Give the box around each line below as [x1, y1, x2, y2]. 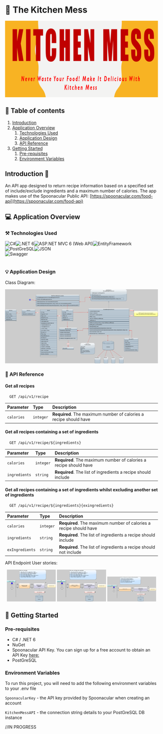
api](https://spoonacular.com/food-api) [5, 198, 83, 204]
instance [5, 715, 22, 720]
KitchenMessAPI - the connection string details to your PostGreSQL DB [5, 710, 145, 716]
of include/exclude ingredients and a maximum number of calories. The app [5, 188, 157, 194]
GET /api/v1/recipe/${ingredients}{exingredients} [9, 503, 114, 508]
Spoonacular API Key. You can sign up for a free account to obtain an [12, 647, 150, 653]
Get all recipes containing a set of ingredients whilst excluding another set [5, 486, 158, 492]
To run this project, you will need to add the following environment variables [5, 681, 157, 686]
